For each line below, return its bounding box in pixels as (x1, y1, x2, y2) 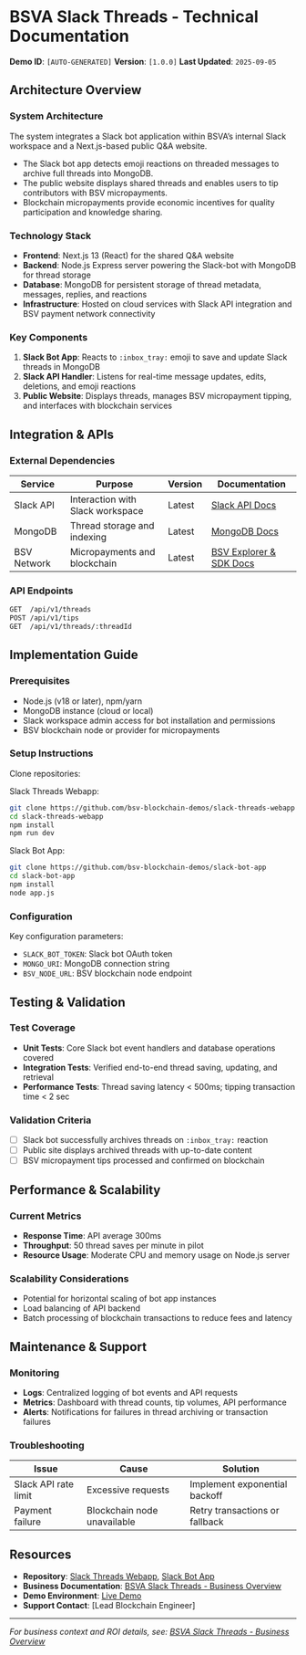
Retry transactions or (189, 1504, 280, 1517)
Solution (222, 1462, 260, 1475)
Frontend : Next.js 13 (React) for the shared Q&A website (22, 249, 235, 261)
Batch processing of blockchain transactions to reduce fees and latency (22, 1313, 293, 1324)
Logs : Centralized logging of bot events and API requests (22, 1387, 239, 1398)
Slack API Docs (210, 498, 277, 511)
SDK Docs (210, 557, 255, 570)
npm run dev (9, 829, 55, 838)
